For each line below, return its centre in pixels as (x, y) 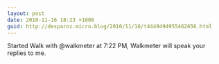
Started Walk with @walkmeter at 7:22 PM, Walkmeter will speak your (106, 46)
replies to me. (27, 53)
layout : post (26, 13)
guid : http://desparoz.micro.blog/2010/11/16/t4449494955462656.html (110, 26)
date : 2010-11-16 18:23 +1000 (51, 20)
